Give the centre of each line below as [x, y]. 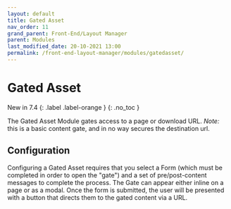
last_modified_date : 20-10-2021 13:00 [64, 46]
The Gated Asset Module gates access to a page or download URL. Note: [113, 121]
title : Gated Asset [36, 20]
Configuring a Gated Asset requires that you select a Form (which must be [115, 167]
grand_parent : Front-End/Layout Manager [68, 33]
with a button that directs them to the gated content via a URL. [98, 197]
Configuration [39, 151]
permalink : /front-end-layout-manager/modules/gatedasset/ [96, 53]
